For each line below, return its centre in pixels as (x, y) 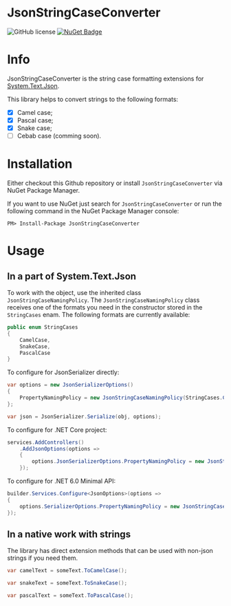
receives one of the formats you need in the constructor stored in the (105, 307)
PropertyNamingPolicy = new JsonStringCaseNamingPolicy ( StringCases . (121, 398)
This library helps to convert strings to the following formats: (93, 99)
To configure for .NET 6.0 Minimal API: (62, 481)
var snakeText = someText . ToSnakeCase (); (67, 583)
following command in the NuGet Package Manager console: (93, 211)
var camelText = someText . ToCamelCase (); (67, 571)
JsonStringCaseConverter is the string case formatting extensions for (106, 78)
